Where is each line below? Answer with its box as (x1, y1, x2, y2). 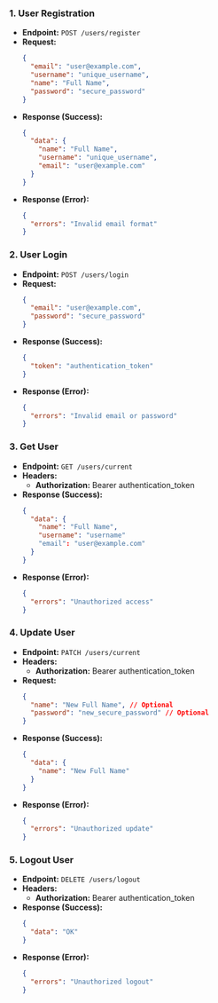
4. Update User (9, 627, 75, 639)
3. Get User (9, 440, 59, 453)
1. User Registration (9, 7, 96, 20)
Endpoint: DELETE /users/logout (21, 873, 141, 885)
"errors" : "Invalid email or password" (30, 411, 178, 420)
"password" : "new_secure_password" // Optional (30, 708, 210, 717)
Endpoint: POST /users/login (21, 269, 129, 280)
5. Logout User (9, 854, 74, 866)
